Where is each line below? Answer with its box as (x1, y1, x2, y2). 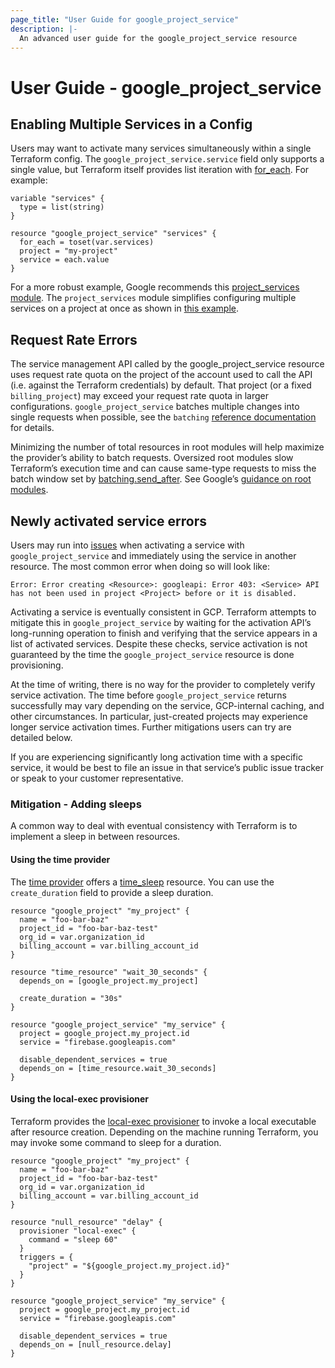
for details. (10, 422, 55, 434)
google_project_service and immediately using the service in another (10, 550, 297, 561)
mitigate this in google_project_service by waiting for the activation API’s (10, 617, 312, 628)
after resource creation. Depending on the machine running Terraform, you (10, 1126, 319, 1138)
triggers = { (19, 1252, 74, 1262)
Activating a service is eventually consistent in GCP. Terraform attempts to (10, 606, 317, 618)
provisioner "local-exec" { (19, 1226, 137, 1236)
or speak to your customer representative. (10, 772, 184, 784)
